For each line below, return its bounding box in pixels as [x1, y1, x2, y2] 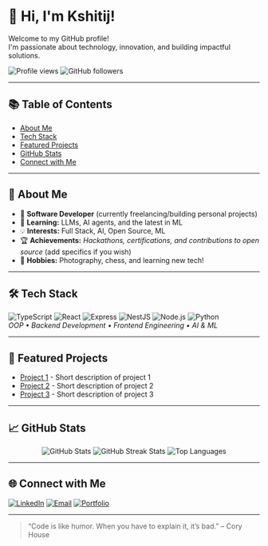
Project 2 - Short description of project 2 [19, 381, 154, 391]
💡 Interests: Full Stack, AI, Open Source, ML [19, 225, 166, 235]
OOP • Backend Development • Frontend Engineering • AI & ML [8, 321, 218, 330]
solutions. [8, 50, 41, 60]
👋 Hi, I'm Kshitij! [8, 7, 116, 26]
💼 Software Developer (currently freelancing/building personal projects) [19, 209, 258, 218]
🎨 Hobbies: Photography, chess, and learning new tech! [19, 255, 205, 265]
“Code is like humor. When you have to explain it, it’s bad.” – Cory [27, 521, 242, 531]
